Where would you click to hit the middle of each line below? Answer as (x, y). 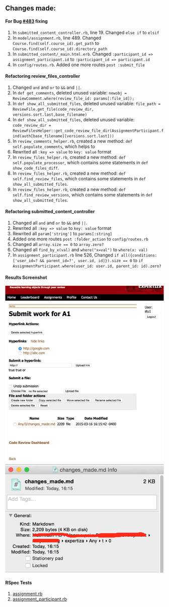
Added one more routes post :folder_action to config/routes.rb (80, 239)
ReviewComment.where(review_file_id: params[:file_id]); (73, 98)
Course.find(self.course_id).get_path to (56, 43)
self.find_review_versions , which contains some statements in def (82, 194)
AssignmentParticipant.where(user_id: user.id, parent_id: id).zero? (87, 266)
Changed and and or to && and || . (47, 87)
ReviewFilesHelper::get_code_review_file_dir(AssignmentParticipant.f (88, 131)
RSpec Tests (19, 582)
